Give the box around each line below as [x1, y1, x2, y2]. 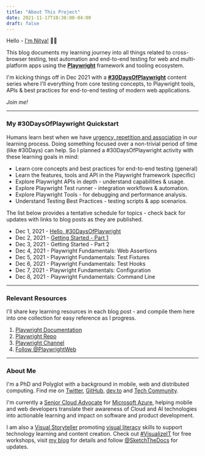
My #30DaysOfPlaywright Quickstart [6, 120, 119, 128]
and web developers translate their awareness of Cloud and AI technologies [6, 405, 197, 413]
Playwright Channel [15, 339, 65, 346]
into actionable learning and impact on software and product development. [6, 412, 194, 419]
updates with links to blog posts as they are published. [6, 215, 143, 223]
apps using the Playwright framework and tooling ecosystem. [28, 62, 185, 69]
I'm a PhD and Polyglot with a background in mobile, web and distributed [6, 380, 189, 388]
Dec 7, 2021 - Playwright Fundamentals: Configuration [15, 267, 151, 274]
